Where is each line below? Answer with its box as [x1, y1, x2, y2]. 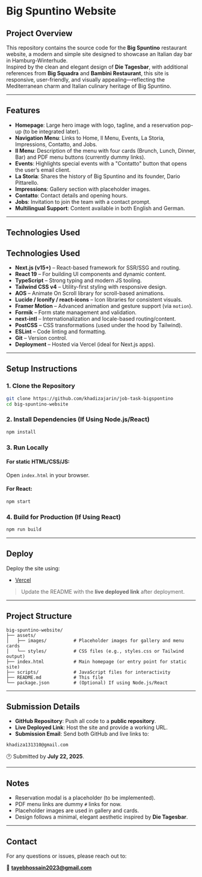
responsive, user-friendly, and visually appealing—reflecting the [6, 76, 165, 83]
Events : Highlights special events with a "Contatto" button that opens [14, 159, 188, 167]
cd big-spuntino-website [6, 401, 69, 407]
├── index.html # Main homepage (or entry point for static [6, 659, 187, 665]
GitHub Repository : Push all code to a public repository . [14, 718, 156, 725]
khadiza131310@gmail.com [6, 742, 69, 748]
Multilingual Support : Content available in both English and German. [14, 205, 185, 212]
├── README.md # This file [6, 674, 103, 680]
